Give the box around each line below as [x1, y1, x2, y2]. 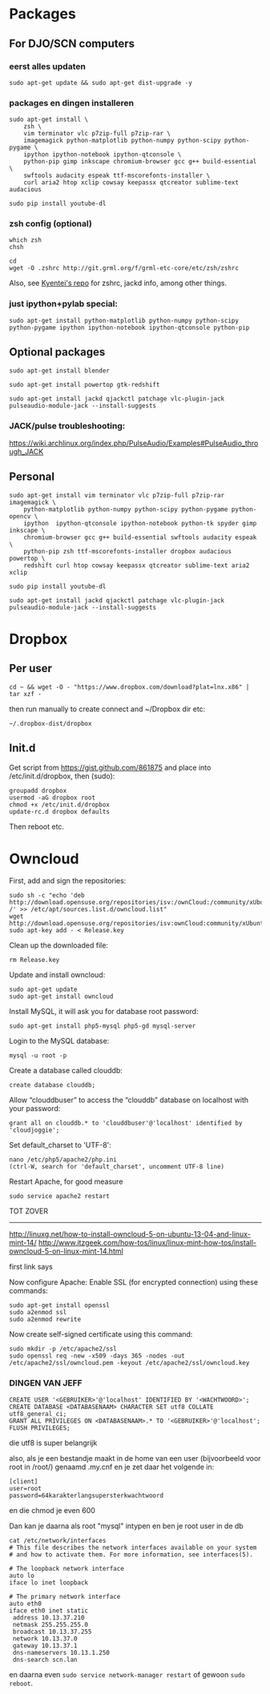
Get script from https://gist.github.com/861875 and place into [9, 763, 212, 772]
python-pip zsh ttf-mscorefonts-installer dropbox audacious [23, 547, 232, 555]
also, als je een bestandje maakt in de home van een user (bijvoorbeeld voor [9, 1453, 261, 1463]
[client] [9, 1477, 38, 1486]
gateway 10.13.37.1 [12, 1641, 79, 1650]
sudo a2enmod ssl [9, 1309, 67, 1317]
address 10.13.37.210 [12, 1613, 85, 1622]
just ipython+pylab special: [9, 298, 119, 309]
